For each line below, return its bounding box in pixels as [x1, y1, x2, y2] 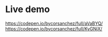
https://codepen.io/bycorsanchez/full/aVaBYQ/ [5, 20, 103, 26]
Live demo [5, 4, 50, 15]
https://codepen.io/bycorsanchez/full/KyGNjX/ [5, 25, 102, 31]
